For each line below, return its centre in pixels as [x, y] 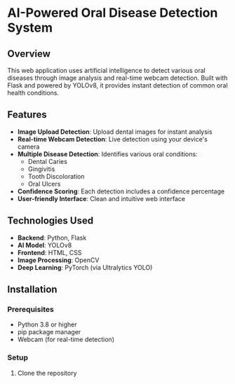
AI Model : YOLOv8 [45, 245]
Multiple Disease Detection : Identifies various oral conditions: [107, 154]
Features [27, 115]
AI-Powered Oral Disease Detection [113, 13]
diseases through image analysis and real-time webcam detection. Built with [117, 78]
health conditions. [33, 93]
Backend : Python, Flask [52, 238]
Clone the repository [47, 373]
